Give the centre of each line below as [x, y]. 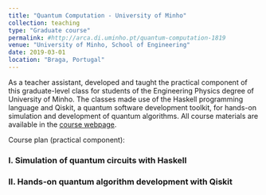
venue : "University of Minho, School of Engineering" [100, 45]
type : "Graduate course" [49, 30]
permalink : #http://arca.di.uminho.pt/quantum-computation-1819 [117, 38]
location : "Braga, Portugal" [57, 60]
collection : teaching [44, 23]
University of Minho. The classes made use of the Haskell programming [126, 99]
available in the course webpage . [63, 124]
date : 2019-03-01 [37, 52]
